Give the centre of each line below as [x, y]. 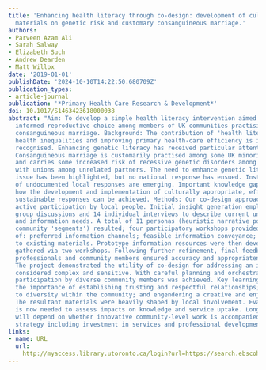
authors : [23, 30]
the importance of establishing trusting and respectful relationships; [138, 288]
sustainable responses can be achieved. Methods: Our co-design [123, 199]
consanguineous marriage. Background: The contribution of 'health [129, 133]
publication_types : [40, 89]
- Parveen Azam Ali [40, 38]
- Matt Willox [32, 67]
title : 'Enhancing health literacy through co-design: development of [127, 15]
